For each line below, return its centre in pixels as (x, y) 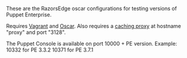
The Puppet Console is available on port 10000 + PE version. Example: (92, 44)
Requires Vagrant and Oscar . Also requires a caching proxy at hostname (93, 26)
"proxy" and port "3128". (36, 32)
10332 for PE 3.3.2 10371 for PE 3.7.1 (50, 50)
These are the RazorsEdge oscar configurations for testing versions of (91, 8)
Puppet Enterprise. (29, 15)
